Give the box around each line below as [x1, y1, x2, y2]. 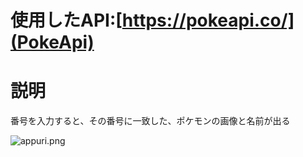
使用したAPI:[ [10, 9, 123, 32]
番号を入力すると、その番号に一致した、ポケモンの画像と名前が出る [10, 115, 291, 127]
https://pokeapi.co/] [121, 9, 295, 32]
